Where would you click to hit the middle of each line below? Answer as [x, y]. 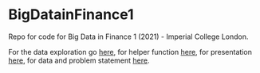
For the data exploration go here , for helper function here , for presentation [130, 52]
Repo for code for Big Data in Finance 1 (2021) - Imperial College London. [128, 36]
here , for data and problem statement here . [79, 60]
